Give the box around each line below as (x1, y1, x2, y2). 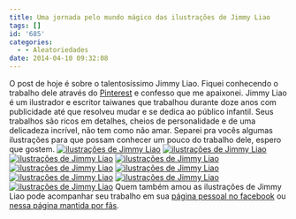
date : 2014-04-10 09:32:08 (9, 54, 109, 63)
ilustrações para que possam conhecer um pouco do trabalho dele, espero (9, 134, 282, 145)
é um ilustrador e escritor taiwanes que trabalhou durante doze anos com (9, 97, 277, 107)
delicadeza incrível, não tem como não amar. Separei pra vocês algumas (9, 125, 274, 135)
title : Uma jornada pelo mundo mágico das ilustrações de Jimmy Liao (9, 12, 271, 22)
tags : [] (9, 21, 42, 30)
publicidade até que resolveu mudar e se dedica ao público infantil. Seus (9, 107, 274, 117)
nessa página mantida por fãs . (9, 200, 119, 210)
